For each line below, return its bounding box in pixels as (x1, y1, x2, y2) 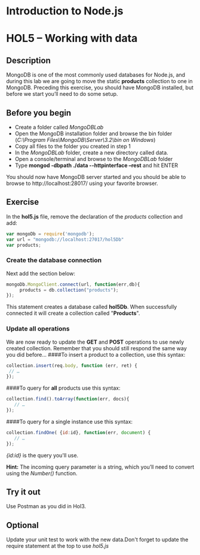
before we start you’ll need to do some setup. (6, 90, 118, 98)
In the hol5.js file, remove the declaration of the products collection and (6, 213, 183, 220)
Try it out (6, 487, 41, 497)
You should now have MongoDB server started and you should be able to (6, 174, 186, 180)
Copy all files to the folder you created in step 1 (14, 142, 131, 150)
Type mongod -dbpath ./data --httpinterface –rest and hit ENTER (14, 162, 179, 169)
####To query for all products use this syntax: (6, 384, 121, 392)
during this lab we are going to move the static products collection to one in (6, 78, 193, 85)
